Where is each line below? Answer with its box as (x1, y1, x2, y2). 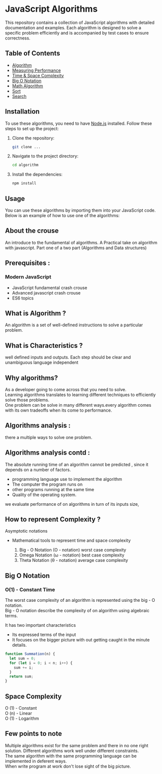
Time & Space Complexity (12, 72, 64, 79)
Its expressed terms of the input (12, 632, 76, 637)
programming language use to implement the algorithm (12, 476, 122, 482)
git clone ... (12, 144, 41, 149)
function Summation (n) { (5, 652, 55, 656)
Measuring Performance (12, 67, 61, 73)
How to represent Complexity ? (5, 515, 101, 523)
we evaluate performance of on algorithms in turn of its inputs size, (5, 501, 139, 507)
